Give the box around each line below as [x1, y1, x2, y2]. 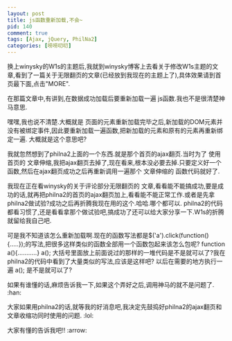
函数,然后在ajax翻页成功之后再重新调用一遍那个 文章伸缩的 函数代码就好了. [7, 167, 220, 175]
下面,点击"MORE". [19, 80, 71, 87]
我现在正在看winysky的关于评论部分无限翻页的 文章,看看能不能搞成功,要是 [7, 182, 218, 190]
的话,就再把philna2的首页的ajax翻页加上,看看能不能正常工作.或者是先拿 [12, 191, 215, 198]
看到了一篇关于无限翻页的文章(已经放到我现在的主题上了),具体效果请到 [15, 71, 216, 79]
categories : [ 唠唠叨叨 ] [7, 42, 71, 49]
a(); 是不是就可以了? [15, 266, 73, 274]
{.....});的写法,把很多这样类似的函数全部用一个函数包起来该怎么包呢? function [7, 240, 225, 248]
